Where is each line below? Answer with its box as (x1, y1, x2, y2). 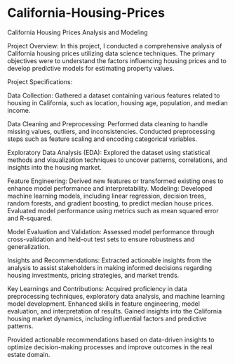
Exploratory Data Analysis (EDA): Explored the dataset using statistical (7, 148, 210, 156)
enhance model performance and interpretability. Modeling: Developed (7, 184, 213, 192)
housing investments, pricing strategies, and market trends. (7, 271, 180, 279)
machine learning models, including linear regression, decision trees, (7, 191, 206, 200)
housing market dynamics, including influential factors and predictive (7, 314, 207, 323)
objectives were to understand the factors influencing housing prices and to (7, 56, 227, 65)
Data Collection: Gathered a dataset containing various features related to (7, 91, 220, 100)
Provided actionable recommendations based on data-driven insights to (7, 335, 215, 344)
